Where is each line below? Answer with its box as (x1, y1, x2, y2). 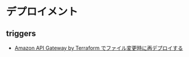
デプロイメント (6, 5, 78, 18)
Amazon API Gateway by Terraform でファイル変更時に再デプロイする (14, 44, 183, 51)
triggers (6, 28, 36, 38)
